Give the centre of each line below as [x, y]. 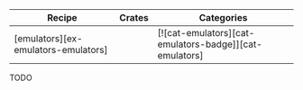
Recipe [62, 18]
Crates [134, 18]
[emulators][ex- [48, 38]
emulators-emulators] [61, 50]
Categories [223, 18]
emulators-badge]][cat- [210, 44]
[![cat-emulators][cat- [206, 33]
